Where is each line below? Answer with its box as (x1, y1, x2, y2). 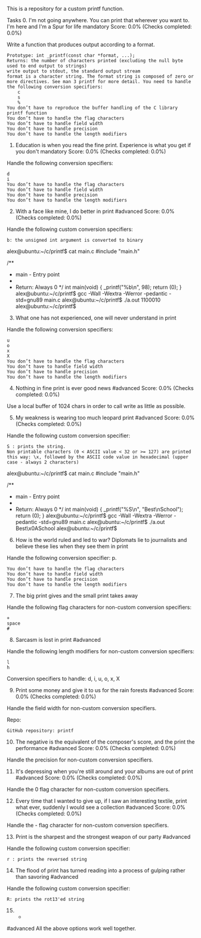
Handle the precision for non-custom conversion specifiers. (7, 756, 154, 763)
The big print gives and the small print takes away (15, 592, 138, 599)
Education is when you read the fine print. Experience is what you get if (15, 142, 191, 148)
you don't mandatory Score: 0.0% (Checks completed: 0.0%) (15, 148, 166, 155)
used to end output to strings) (7, 63, 87, 69)
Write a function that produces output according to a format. (7, 41, 155, 48)
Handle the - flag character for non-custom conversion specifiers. (7, 822, 169, 829)
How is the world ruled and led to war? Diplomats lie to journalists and (15, 537, 187, 543)
